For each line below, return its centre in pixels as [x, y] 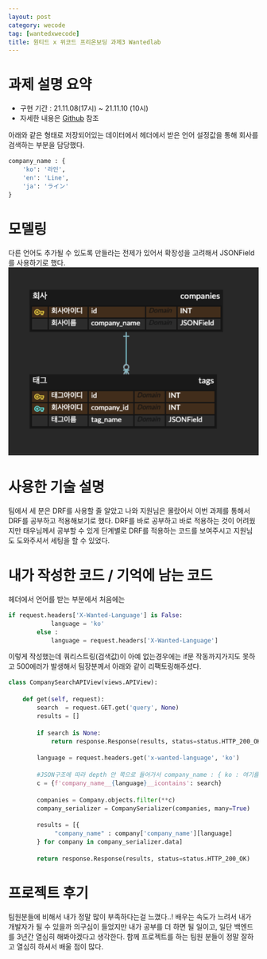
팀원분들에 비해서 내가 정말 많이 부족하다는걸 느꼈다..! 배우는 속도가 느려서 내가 [130, 916]
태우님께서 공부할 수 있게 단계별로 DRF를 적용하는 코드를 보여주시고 [127, 531]
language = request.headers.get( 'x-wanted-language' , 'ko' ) [138, 758]
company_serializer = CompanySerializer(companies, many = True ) [143, 808]
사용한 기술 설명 [56, 487]
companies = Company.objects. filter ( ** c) [106, 800]
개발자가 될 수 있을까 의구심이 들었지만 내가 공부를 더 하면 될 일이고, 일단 [120, 926]
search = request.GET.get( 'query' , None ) [108, 708]
